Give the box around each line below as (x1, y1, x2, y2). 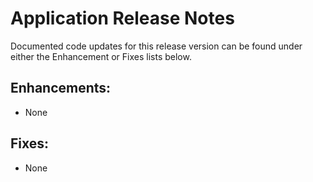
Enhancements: (10, 80, 112, 97)
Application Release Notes (10, 7, 235, 30)
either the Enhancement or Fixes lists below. (10, 50, 192, 62)
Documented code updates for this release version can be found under (10, 40, 303, 52)
